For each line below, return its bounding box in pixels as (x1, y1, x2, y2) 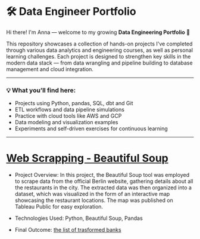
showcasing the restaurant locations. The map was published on (14, 197, 174, 204)
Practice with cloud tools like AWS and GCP (14, 112, 122, 119)
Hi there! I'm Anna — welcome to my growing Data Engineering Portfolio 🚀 (6, 28, 190, 36)
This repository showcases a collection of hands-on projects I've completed (6, 40, 193, 47)
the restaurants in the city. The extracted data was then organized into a (14, 184, 192, 191)
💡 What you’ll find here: (6, 86, 76, 94)
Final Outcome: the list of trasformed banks (14, 226, 121, 234)
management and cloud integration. (6, 65, 94, 72)
